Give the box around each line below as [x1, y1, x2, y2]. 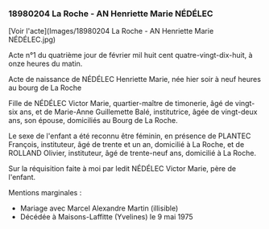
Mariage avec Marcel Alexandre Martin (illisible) [19, 203, 179, 213]
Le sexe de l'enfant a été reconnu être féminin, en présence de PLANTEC [8, 131, 251, 141]
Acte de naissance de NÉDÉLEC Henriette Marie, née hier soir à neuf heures [8, 75, 262, 84]
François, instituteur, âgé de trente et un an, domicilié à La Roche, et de [8, 140, 245, 149]
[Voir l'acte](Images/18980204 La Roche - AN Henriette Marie [8, 27, 214, 36]
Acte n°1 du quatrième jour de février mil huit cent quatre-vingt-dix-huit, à [8, 51, 253, 60]
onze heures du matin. [8, 59, 83, 68]
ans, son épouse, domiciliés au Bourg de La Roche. [8, 116, 179, 125]
